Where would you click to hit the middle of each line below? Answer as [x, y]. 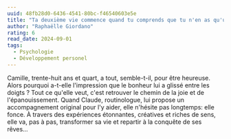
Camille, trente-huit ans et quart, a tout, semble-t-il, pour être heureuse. [109, 78]
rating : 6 [21, 33]
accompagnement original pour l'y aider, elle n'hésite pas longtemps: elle [111, 107]
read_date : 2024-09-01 [40, 39]
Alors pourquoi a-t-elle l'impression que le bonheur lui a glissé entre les [108, 85]
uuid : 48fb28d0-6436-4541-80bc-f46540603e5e [72, 13]
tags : [15, 45]
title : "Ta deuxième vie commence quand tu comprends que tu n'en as [109, 20]
